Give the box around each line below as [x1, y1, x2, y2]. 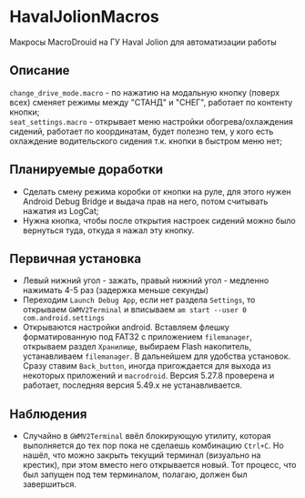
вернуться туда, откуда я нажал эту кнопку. [22, 225, 195, 236]
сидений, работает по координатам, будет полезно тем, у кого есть [9, 126, 274, 137]
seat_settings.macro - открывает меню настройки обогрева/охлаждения [9, 116, 293, 127]
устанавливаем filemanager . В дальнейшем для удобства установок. [22, 351, 291, 361]
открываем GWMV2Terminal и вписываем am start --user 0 [22, 304, 248, 315]
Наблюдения [9, 406, 87, 422]
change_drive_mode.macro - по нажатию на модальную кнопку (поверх [9, 86, 280, 97]
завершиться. [22, 479, 77, 490]
